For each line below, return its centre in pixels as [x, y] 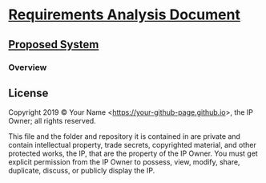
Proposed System [54, 45]
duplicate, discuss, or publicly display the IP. [82, 171]
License [28, 93]
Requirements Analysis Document [124, 15]
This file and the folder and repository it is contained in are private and [124, 136]
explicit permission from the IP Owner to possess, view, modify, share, [124, 162]
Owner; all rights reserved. [52, 121]
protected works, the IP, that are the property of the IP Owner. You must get [133, 153]
